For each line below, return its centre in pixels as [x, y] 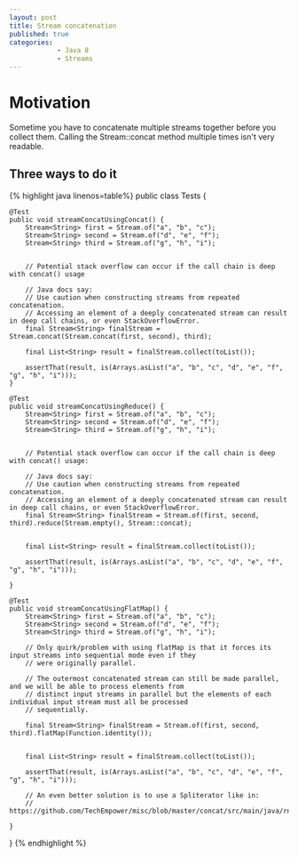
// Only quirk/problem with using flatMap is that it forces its [149, 647]
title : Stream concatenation [63, 26]
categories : [31, 42]
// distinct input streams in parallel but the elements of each [149, 694]
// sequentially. [57, 709]
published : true [39, 34]
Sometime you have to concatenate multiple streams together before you [143, 127]
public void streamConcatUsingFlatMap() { [89, 609]
